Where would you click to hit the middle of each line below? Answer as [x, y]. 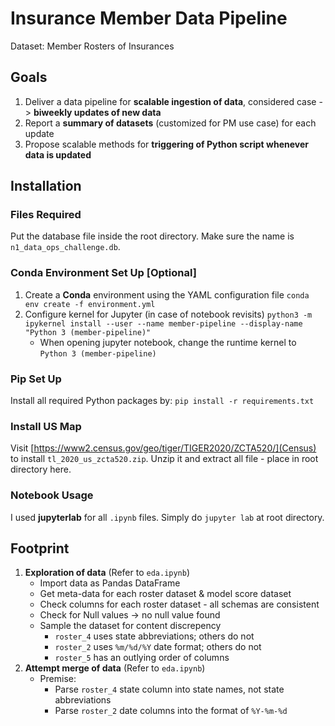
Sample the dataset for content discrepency [130, 626]
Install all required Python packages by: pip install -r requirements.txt [162, 401]
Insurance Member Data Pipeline [149, 18]
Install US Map [46, 426]
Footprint [40, 548]
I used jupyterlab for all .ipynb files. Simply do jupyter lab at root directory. [167, 517]
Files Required [46, 215]
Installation [46, 186]
